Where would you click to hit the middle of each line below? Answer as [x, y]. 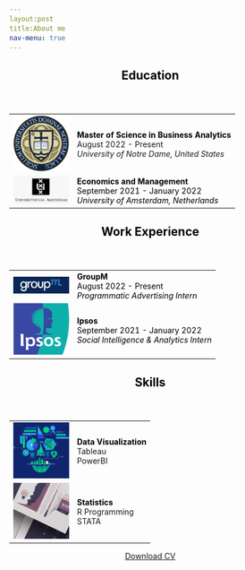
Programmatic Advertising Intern [137, 296]
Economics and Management [133, 181]
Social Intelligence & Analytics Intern [144, 340]
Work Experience [150, 232]
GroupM [93, 277]
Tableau [92, 452]
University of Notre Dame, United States [151, 153]
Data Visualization [112, 442]
